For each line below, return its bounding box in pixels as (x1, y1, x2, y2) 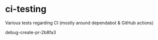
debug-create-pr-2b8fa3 (5, 29, 56, 35)
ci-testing (5, 3, 47, 15)
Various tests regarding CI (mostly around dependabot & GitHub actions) (5, 20, 154, 26)
